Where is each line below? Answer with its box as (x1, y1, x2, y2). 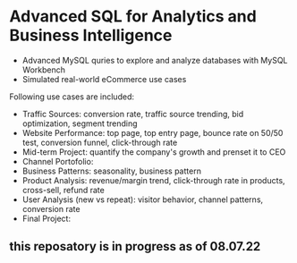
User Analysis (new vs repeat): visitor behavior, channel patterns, (21, 194, 264, 205)
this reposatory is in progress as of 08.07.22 (9, 239, 261, 254)
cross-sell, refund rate (21, 184, 105, 195)
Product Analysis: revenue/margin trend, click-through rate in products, (21, 174, 285, 185)
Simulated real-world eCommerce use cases (21, 73, 187, 84)
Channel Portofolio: (21, 156, 94, 166)
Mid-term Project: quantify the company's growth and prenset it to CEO (21, 146, 286, 157)
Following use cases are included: (9, 91, 134, 102)
